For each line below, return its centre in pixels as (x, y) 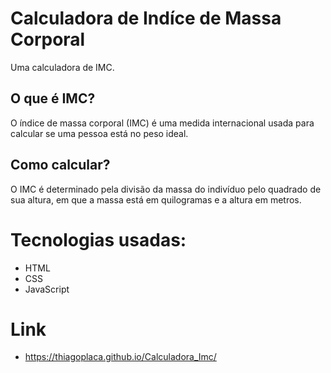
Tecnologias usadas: (98, 239)
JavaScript (47, 289)
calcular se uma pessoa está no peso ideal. (99, 133)
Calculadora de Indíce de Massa (146, 18)
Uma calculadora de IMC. (62, 67)
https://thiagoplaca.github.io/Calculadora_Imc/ (120, 357)
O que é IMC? (53, 98)
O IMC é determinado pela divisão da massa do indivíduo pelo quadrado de (166, 189)
